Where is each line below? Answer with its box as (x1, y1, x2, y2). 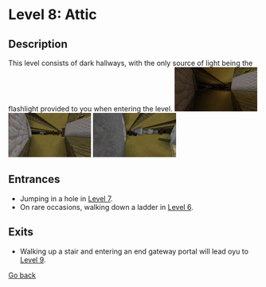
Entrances (8, 173, 61, 186)
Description (8, 37, 68, 51)
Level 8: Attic (8, 6, 97, 24)
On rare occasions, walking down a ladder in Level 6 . (19, 202, 194, 211)
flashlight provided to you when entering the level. (8, 104, 173, 113)
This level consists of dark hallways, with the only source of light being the (8, 58, 253, 68)
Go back (8, 270, 37, 280)
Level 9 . (19, 254, 46, 264)
